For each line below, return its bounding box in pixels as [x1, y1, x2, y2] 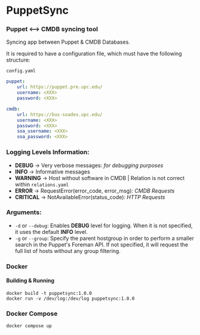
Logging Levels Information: [6, 148, 90, 156]
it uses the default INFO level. [14, 228, 88, 235]
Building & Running [6, 277, 55, 284]
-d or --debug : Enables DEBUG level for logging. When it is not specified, [14, 222, 193, 229]
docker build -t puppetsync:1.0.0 [6, 290, 93, 296]
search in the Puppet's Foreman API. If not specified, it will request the [14, 240, 189, 248]
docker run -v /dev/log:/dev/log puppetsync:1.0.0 [6, 296, 135, 301]
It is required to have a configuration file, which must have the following [6, 50, 182, 57]
